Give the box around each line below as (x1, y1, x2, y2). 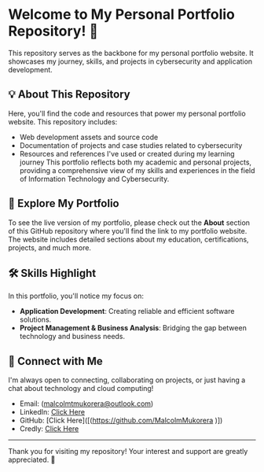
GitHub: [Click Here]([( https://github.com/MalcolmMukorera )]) (19, 415, 223, 426)
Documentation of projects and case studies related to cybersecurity (19, 140, 243, 150)
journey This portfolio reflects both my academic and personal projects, (19, 157, 252, 167)
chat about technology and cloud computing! (8, 384, 154, 393)
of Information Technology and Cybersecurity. (19, 174, 170, 183)
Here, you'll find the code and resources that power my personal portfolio (8, 109, 246, 118)
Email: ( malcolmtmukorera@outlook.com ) (19, 399, 154, 408)
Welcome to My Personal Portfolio (8, 6, 236, 24)
